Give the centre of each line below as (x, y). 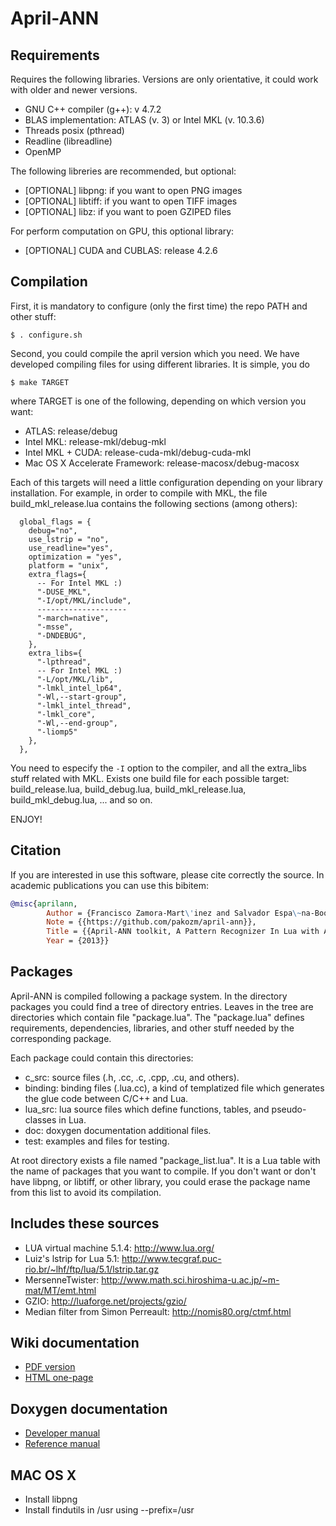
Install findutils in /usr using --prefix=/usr (109, 1510)
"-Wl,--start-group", (82, 697)
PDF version (50, 1367)
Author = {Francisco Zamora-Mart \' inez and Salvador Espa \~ (174, 913)
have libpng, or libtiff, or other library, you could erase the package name (160, 1181)
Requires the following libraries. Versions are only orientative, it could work (164, 79)
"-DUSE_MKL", (64, 592)
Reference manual (62, 1444)
